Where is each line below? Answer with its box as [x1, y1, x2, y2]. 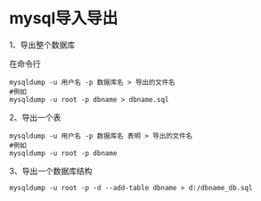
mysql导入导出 [9, 8, 118, 29]
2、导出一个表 [9, 112, 61, 122]
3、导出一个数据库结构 [9, 165, 93, 176]
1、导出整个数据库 [9, 39, 76, 50]
